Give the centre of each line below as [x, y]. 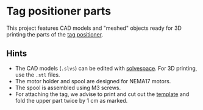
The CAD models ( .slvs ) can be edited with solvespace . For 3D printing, [106, 68]
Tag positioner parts [59, 11]
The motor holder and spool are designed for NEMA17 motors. [93, 81]
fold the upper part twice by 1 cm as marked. [71, 100]
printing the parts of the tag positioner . [55, 34]
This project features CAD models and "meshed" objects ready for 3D [94, 28]
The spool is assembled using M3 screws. [68, 88]
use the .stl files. [37, 75]
